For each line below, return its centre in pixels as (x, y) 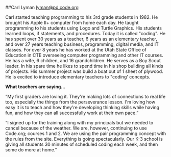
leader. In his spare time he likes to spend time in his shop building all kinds (84, 66)
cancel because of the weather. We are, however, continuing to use (76, 128)
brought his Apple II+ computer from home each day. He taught (72, 23)
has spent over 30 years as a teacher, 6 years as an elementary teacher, (81, 39)
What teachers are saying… (35, 87)
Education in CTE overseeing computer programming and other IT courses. (84, 55)
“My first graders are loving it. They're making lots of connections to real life (86, 97)
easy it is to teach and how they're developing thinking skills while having (82, 107)
